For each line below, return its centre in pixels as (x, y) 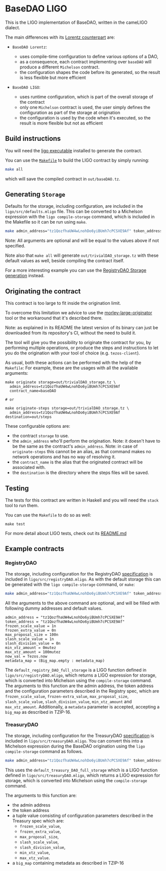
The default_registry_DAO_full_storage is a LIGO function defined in (76, 670)
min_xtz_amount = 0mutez (31, 647)
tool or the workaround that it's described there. (54, 318)
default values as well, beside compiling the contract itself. (65, 261)
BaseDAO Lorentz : (30, 47)
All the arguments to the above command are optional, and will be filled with (82, 603)
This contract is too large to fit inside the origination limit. (63, 303)
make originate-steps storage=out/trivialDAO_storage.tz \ (67, 408)
